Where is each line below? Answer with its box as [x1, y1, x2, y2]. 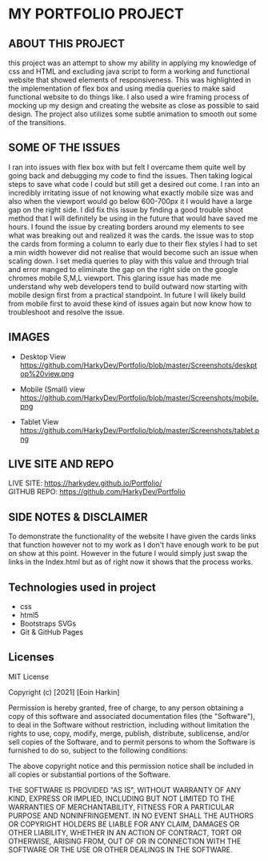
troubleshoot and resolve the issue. [8, 307, 125, 317]
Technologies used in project [8, 580, 156, 594]
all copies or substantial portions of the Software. [8, 770, 170, 779]
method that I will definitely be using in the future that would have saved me [8, 213, 258, 223]
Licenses [8, 651, 54, 664]
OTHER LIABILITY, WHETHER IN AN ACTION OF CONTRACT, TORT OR [8, 827, 242, 837]
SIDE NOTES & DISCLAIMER [8, 510, 148, 524]
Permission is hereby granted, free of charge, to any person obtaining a [8, 703, 244, 713]
